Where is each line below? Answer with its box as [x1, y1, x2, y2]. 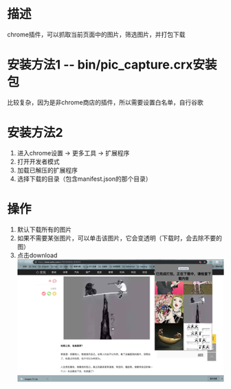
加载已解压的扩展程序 [16, 166, 78, 174]
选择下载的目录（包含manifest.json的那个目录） [16, 175, 152, 183]
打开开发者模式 [16, 157, 60, 166]
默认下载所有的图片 [16, 225, 72, 234]
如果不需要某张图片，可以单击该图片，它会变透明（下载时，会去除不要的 [16, 234, 222, 242]
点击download [16, 251, 58, 259]
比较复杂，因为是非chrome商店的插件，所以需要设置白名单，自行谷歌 [7, 98, 204, 107]
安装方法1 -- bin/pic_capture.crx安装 [7, 57, 217, 73]
